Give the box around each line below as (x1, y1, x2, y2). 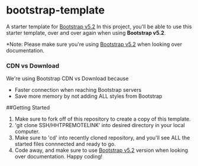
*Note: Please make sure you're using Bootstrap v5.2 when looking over (6, 41, 183, 48)
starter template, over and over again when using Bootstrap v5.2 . (6, 29, 166, 36)
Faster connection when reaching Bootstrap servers (14, 87, 142, 94)
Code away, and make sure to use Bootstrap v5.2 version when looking (14, 147, 188, 154)
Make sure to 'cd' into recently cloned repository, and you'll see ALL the (14, 134, 190, 141)
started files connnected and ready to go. (14, 141, 116, 148)
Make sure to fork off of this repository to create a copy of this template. (14, 115, 191, 122)
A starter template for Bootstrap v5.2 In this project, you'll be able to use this (6, 23, 192, 30)
